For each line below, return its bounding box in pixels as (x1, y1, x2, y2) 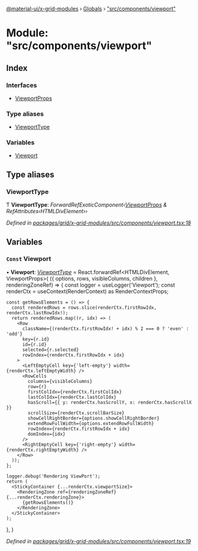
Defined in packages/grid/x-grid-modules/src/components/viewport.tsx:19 (6, 537, 191, 544)
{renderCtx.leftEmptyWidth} (6, 367, 77, 374)
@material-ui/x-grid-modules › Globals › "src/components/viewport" (6, 5, 176, 12)
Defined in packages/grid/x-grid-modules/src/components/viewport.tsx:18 (6, 219, 191, 226)
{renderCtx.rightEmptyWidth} (6, 447, 79, 453)
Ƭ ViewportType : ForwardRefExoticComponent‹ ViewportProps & (6, 201, 167, 208)
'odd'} (6, 331, 23, 337)
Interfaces (6, 81, 37, 89)
